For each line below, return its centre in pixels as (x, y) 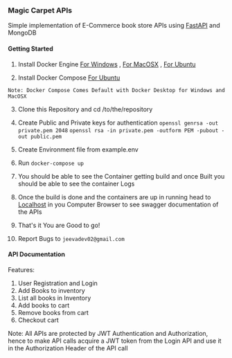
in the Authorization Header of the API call (68, 348)
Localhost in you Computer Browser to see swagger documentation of (118, 204)
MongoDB (22, 33)
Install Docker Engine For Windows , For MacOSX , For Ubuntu (107, 64)
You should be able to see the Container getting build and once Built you (121, 176)
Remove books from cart (53, 312)
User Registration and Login (57, 283)
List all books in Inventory (54, 298)
